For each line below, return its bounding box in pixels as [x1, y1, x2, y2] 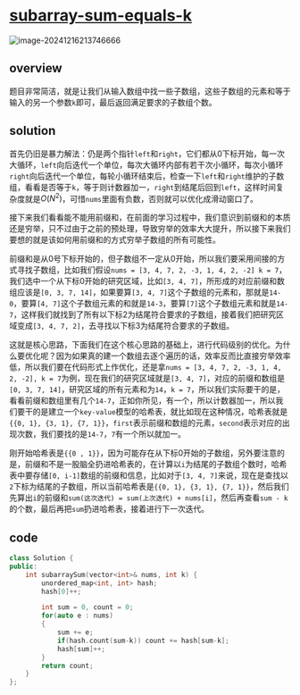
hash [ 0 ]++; [41, 587, 82, 596]
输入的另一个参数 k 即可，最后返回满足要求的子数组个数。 [9, 96, 217, 107]
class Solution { [9, 554, 74, 563]
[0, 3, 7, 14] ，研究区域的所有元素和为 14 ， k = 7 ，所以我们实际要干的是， [9, 384, 286, 395]
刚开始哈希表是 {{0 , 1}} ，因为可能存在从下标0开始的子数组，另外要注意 [9, 448, 278, 458]
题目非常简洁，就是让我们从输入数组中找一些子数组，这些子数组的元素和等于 [9, 86, 291, 96]
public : [9, 562, 38, 571]
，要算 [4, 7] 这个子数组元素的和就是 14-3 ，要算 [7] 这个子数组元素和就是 [12, 298, 277, 309]
